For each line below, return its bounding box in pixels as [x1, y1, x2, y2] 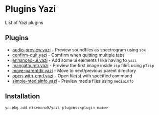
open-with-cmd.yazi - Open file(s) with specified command [12, 72, 133, 79]
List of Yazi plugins [5, 20, 44, 25]
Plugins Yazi [5, 3, 56, 15]
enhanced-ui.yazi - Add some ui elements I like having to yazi [12, 57, 137, 63]
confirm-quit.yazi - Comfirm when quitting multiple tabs [12, 52, 125, 58]
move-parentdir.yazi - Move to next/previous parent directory [12, 68, 136, 73]
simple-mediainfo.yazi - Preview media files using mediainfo [12, 78, 134, 84]
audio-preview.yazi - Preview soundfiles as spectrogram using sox [12, 46, 146, 52]
